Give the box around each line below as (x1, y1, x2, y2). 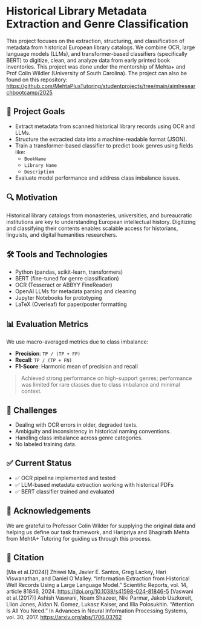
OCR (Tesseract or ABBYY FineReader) (15, 281, 113, 289)
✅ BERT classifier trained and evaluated (15, 487, 115, 495)
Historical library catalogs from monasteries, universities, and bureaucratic (6, 211, 192, 219)
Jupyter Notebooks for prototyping (15, 294, 102, 302)
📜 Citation (6, 552, 44, 563)
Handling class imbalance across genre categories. (15, 434, 143, 441)
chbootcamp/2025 (6, 89, 53, 96)
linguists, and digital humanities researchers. (6, 231, 118, 238)
